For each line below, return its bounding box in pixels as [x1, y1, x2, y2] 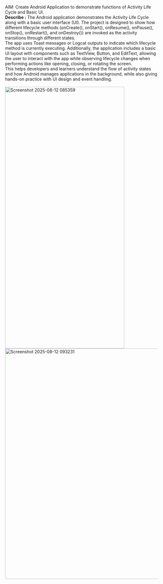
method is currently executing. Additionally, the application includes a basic [5, 46, 156, 51]
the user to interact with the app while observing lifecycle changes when [5, 56, 150, 61]
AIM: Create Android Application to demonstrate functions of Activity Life [5, 4, 151, 10]
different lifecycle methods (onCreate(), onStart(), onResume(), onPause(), [5, 25, 154, 31]
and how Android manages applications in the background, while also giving [5, 71, 158, 77]
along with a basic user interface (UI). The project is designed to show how [5, 19, 155, 25]
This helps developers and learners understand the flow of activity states [5, 66, 151, 72]
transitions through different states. [5, 35, 76, 41]
